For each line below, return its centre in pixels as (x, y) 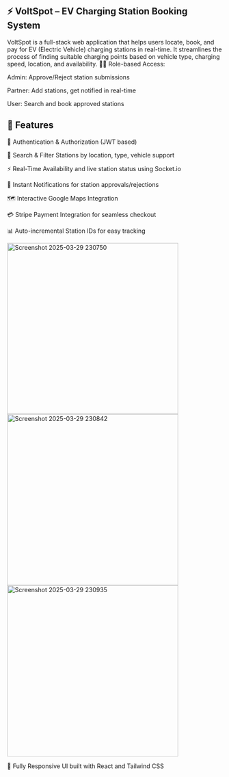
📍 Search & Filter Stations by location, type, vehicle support (91, 155)
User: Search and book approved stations (66, 103)
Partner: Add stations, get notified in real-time (72, 90)
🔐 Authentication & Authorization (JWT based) (72, 142)
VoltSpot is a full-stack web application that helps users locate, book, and (111, 42)
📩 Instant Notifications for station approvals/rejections (83, 184)
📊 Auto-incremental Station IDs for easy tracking (76, 231)
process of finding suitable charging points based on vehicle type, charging (113, 56)
